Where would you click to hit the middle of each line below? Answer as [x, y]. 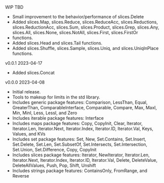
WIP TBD [14, 7]
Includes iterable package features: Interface [58, 118]
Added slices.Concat [33, 73]
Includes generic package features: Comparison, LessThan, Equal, [80, 102]
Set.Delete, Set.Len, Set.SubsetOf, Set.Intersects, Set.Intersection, [80, 144]
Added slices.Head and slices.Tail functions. [57, 43]
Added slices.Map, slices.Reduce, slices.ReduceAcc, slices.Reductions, [85, 22]
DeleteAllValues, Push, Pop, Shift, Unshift [54, 165]
